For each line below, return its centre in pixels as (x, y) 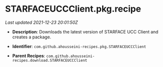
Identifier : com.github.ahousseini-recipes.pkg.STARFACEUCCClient (79, 46)
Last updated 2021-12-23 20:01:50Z (41, 22)
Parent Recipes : (29, 56)
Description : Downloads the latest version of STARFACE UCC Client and (85, 32)
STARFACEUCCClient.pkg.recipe (73, 9)
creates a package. (32, 37)
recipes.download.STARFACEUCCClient (50, 60)
